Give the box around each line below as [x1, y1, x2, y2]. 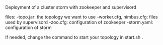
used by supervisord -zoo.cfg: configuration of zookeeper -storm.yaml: [5, 19, 153, 25]
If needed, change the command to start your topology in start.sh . [5, 34, 143, 40]
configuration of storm [5, 24, 52, 30]
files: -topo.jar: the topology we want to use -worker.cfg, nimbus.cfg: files [5, 14, 158, 19]
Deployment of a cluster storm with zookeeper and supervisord [5, 4, 137, 10]
